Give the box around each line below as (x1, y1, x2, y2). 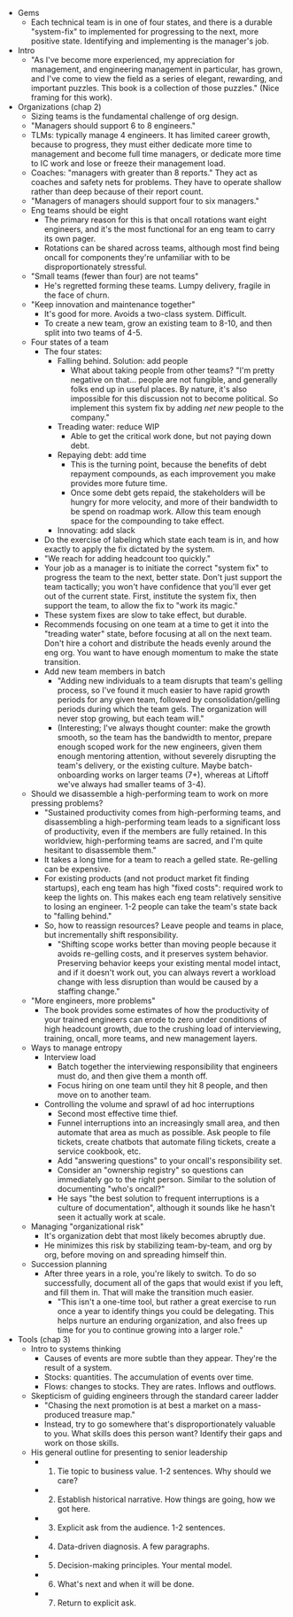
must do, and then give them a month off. (57, 1071, 208, 1081)
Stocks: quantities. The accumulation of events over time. (43, 1372, 254, 1382)
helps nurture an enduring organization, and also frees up (57, 1315, 267, 1326)
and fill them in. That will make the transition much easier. (43, 1288, 254, 1297)
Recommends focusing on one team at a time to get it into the (43, 619, 269, 630)
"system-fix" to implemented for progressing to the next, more (30, 27, 259, 36)
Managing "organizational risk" (30, 1221, 144, 1232)
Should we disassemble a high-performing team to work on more (30, 788, 269, 799)
